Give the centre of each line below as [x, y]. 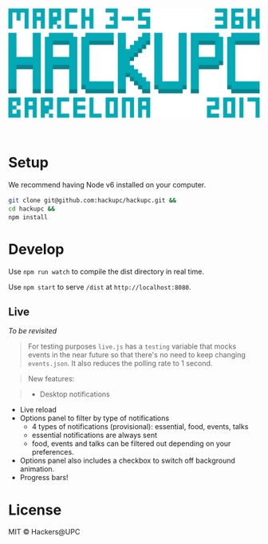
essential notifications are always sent [95, 436]
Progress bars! [44, 478]
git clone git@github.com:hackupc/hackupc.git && [93, 200]
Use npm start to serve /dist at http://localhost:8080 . [100, 286]
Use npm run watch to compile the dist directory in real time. [106, 271]
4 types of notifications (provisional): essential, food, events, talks [140, 427]
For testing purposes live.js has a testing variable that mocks [132, 346]
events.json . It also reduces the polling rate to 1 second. [120, 364]
